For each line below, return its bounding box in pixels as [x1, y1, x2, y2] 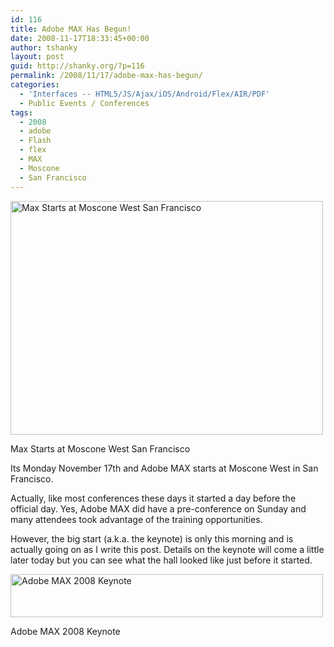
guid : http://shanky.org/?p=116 [10, 61, 145, 71]
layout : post [10, 52, 65, 62]
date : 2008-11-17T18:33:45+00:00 [10, 33, 150, 43]
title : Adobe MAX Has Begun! [10, 24, 132, 34]
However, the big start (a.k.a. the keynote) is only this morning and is [10, 532, 294, 545]
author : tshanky [10, 42, 78, 53]
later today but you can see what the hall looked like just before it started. [10, 554, 313, 566]
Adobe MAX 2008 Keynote [10, 625, 121, 637]
